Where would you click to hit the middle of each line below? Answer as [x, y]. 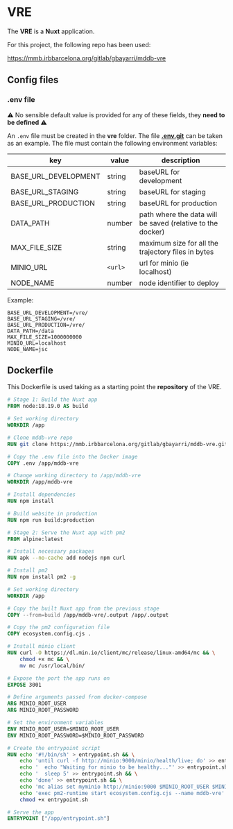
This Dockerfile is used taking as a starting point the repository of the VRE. [114, 387]
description [181, 160]
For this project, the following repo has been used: [79, 44]
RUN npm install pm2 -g [42, 577]
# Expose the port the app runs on [59, 678]
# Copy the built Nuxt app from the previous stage [83, 608]
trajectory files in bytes [176, 252]
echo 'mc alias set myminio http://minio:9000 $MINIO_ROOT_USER [114, 787]
